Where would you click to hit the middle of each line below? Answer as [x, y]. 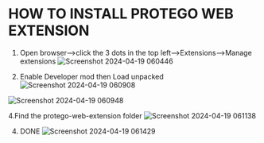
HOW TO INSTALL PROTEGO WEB [121, 14]
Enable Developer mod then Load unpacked [92, 76]
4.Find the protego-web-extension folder [75, 115]
